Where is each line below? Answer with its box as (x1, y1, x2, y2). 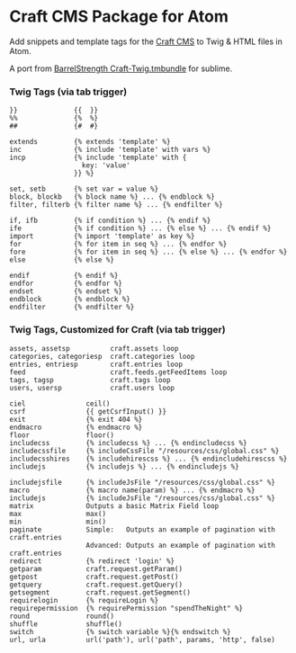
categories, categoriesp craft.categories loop (9, 352, 195, 361)
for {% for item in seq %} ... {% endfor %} (9, 240, 228, 249)
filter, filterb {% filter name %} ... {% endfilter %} (9, 201, 223, 210)
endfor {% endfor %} (9, 279, 123, 289)
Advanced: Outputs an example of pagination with (85, 541, 276, 550)
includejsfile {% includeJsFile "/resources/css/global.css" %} (9, 478, 276, 487)
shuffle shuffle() (9, 619, 123, 629)
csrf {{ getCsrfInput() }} (9, 407, 167, 416)
